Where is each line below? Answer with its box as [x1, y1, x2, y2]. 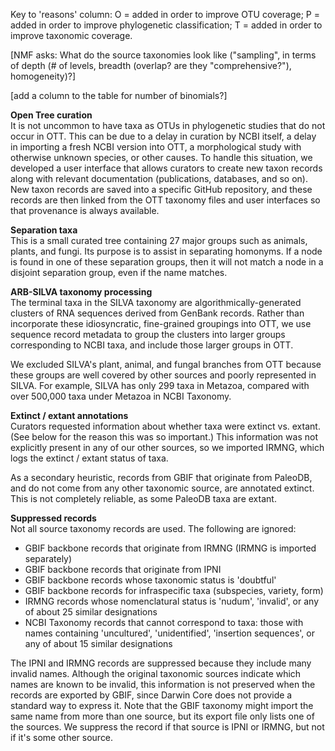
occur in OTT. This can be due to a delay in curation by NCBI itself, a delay [10, 130, 317, 142]
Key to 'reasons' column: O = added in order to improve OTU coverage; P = [10, 9, 320, 20]
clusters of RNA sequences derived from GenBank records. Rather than [10, 307, 305, 319]
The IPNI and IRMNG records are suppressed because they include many [10, 657, 312, 669]
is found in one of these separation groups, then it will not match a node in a [10, 256, 324, 268]
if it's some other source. [10, 732, 114, 743]
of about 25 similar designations [24, 606, 158, 618]
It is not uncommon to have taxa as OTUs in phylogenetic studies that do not [10, 120, 326, 131]
